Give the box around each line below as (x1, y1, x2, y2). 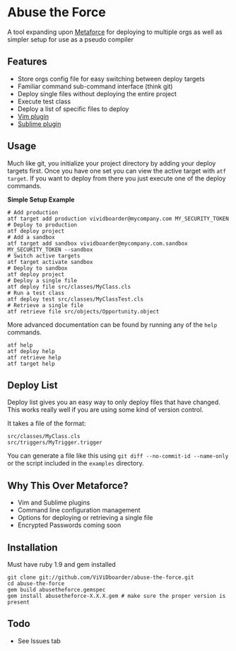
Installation (7, 541, 58, 553)
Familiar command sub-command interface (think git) (17, 82, 173, 91)
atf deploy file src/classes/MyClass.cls (7, 283, 131, 290)
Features (7, 56, 47, 68)
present (7, 599, 30, 606)
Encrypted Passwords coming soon (17, 521, 122, 529)
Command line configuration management (17, 506, 141, 514)
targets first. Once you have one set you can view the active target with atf (7, 166, 226, 175)
